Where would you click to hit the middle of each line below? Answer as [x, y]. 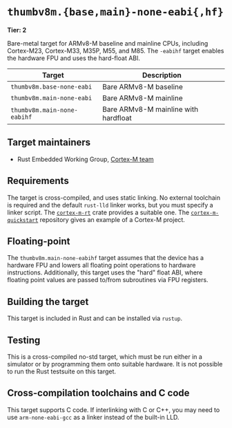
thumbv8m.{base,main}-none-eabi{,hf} [116, 12]
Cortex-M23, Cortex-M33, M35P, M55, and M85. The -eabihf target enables [116, 50]
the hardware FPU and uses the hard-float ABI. [74, 58]
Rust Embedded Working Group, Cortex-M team [85, 159]
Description [162, 75]
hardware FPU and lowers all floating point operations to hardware [101, 266]
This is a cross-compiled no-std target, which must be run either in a [105, 357]
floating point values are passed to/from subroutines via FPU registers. [108, 280]
